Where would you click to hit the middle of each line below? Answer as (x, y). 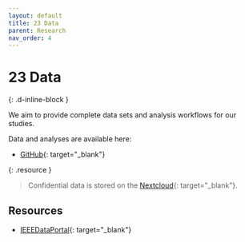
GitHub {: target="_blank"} (62, 155)
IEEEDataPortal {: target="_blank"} (76, 230)
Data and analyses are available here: (70, 139)
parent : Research (37, 30)
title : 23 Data (34, 23)
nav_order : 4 (30, 38)
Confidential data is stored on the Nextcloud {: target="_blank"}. (133, 185)
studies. (21, 124)
